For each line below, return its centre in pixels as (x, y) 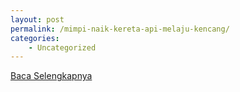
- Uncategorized (62, 47)
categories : (35, 38)
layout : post (37, 19)
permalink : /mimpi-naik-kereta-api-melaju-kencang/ (120, 29)
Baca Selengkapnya (51, 76)
